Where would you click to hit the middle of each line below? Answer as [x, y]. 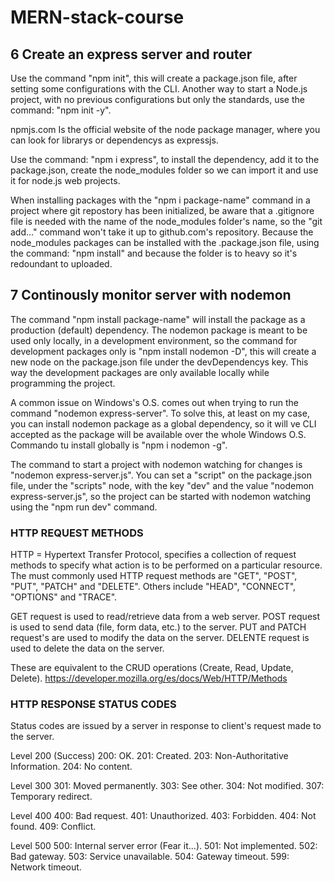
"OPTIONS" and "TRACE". [64, 597]
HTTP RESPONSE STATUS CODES [93, 704]
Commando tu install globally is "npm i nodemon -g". [119, 445]
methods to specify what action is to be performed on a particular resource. [166, 565]
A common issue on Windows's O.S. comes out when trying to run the [155, 402]
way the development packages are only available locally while [140, 372]
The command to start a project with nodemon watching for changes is [156, 464]
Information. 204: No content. [71, 767]
